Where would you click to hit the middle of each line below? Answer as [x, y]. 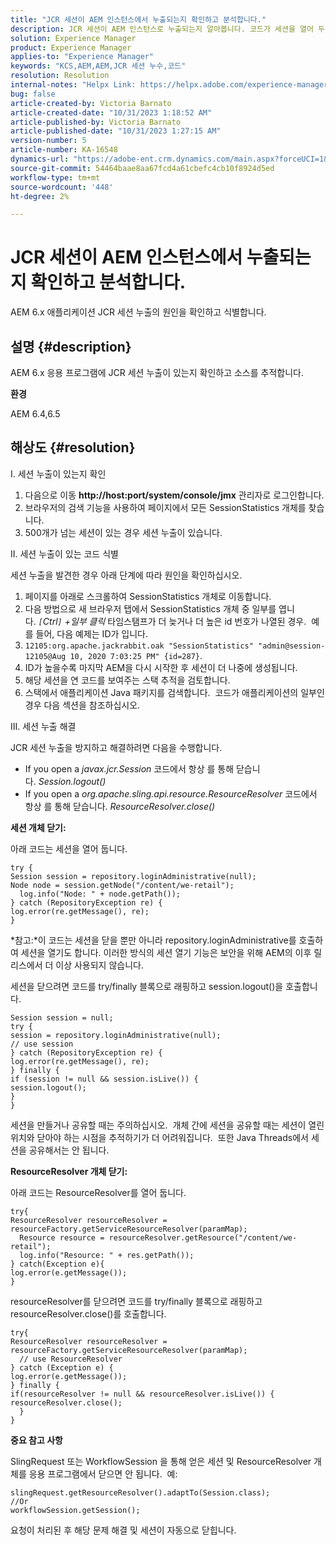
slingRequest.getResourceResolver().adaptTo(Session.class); [140, 1492]
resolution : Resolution [60, 76]
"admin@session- [292, 646]
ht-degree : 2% [40, 196]
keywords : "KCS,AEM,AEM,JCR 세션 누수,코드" [98, 66]
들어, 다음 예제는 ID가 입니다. [91, 633]
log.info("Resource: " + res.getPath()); [107, 1255]
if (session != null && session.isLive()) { [104, 1079]
